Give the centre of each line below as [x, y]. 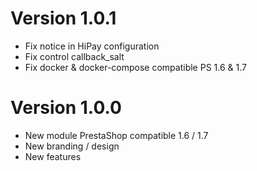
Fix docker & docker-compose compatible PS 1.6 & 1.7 [135, 67]
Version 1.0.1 [63, 18]
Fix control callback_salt [74, 56]
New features [53, 156]
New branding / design [72, 146]
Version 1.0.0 [66, 108]
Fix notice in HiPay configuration [92, 46]
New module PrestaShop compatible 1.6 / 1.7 [116, 135]
